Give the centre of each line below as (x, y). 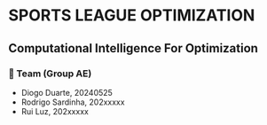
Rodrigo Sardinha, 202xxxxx (73, 102)
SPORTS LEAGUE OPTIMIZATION (132, 16)
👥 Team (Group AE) (50, 74)
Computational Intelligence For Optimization (133, 48)
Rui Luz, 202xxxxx (55, 111)
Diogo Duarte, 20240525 (67, 92)
